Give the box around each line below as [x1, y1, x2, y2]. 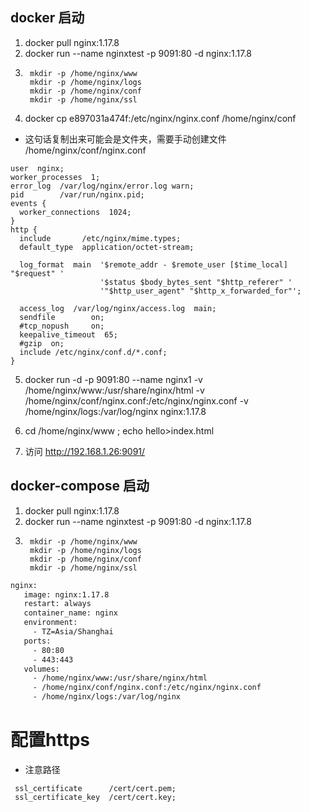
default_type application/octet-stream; [19, 242, 195, 252]
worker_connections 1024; [19, 207, 132, 217]
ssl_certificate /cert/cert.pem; [14, 783, 177, 793]
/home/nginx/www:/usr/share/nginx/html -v [24, 384, 205, 396]
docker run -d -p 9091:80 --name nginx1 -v [24, 373, 203, 385]
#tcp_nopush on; [19, 321, 105, 331]
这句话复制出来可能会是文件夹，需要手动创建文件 [24, 133, 227, 145]
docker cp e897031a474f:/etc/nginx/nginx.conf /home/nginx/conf [24, 112, 297, 124]
